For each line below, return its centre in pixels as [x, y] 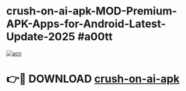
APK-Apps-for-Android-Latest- [86, 24]
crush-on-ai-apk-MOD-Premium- [92, 11]
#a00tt [95, 37]
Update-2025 [41, 37]
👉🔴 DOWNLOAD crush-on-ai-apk [93, 79]
